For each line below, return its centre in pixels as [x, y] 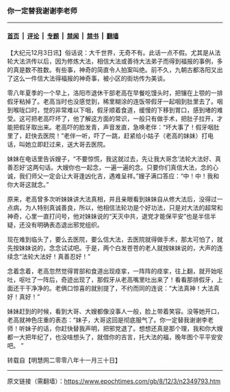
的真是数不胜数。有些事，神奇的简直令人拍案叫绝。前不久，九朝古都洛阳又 [112, 69]
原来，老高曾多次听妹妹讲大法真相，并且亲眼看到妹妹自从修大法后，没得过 [112, 199]
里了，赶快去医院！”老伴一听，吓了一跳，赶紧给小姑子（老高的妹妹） [104, 136]
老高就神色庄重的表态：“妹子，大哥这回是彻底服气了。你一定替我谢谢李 [107, 319]
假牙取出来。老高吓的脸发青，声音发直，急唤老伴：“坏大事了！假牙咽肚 [119, 127]
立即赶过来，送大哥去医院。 [70, 144]
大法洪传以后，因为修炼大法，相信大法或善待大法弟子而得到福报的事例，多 [118, 61]
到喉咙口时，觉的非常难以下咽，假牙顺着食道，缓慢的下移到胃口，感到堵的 [112, 110]
